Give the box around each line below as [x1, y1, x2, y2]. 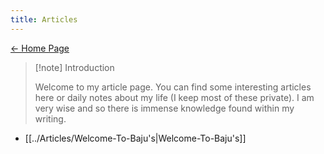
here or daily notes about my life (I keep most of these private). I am [34, 91, 315, 103]
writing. [34, 112, 67, 125]
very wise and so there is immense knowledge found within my [34, 102, 295, 114]
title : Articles [10, 14, 78, 25]
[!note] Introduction [34, 61, 115, 73]
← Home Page [10, 42, 70, 54]
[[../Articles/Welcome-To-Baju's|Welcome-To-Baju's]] [24, 132, 247, 144]
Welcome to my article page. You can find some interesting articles [34, 81, 312, 93]
